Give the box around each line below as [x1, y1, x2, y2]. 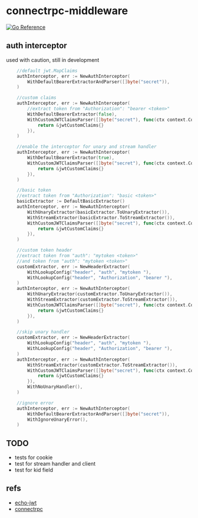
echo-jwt [14, 499, 37, 506]
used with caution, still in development [6, 56, 100, 63]
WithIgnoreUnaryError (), [27, 417, 88, 423]
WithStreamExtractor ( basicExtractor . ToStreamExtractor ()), [27, 215, 176, 220]
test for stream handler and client [14, 460, 96, 467]
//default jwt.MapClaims [16, 68, 78, 74]
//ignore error [16, 400, 54, 406]
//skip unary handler [16, 329, 70, 335]
